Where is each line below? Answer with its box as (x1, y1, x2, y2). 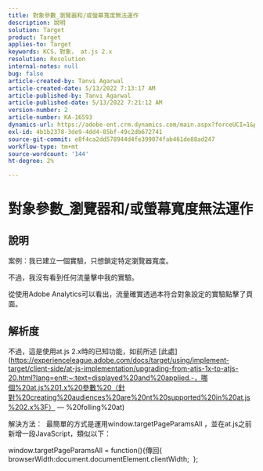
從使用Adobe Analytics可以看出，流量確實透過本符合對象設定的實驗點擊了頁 (8, 289, 253, 299)
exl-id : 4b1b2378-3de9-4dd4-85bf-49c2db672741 (8, 128, 163, 136)
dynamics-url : (8, 121, 55, 129)
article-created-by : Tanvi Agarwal (8, 77, 124, 85)
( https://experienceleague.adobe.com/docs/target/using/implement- (8, 355, 229, 364)
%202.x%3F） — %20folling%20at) (8, 402, 125, 411)
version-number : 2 (8, 107, 68, 114)
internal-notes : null (8, 63, 79, 71)
